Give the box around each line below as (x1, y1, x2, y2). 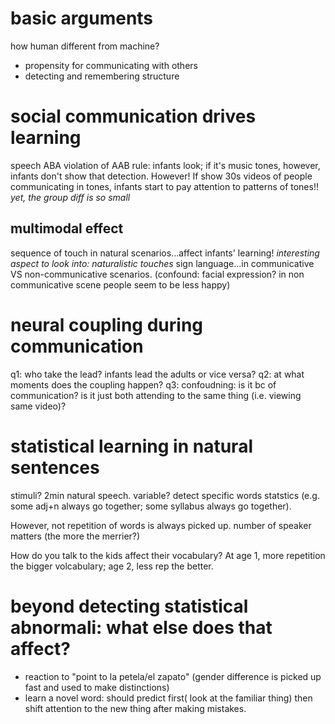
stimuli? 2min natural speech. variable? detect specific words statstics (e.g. (10, 489, 320, 501)
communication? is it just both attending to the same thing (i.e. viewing (10, 389, 302, 401)
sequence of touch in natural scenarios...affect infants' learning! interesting (10, 247, 320, 259)
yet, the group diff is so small (10, 191, 131, 203)
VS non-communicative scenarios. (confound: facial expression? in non (10, 268, 305, 280)
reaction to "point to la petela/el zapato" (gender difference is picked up (24, 670, 322, 682)
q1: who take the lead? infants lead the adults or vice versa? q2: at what (10, 368, 305, 380)
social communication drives (10, 105, 257, 128)
